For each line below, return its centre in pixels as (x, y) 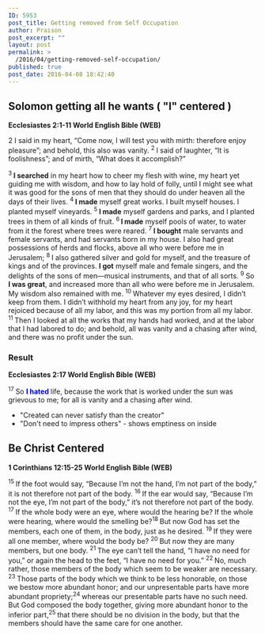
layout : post (30, 45)
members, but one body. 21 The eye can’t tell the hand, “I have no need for (129, 550)
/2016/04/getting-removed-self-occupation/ (88, 60)
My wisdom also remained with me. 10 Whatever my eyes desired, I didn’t (127, 293)
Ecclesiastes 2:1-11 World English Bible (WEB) (85, 125)
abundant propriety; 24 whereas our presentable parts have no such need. (128, 596)
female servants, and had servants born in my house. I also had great (121, 240)
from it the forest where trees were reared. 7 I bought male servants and (126, 230)
